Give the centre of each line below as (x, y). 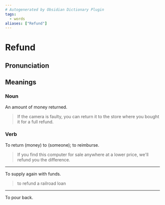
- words (17, 19)
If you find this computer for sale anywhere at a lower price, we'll (83, 154)
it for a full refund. (35, 122)
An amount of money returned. (36, 107)
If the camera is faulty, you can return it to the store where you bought (88, 116)
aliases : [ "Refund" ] (26, 23)
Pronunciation (27, 65)
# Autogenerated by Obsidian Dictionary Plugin (55, 10)
